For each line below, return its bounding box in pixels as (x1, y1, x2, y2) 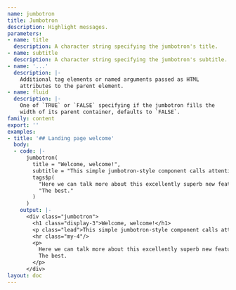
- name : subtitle (7, 50, 58, 57)
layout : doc (7, 272, 42, 279)
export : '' (7, 121, 39, 129)
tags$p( (32, 174, 55, 181)
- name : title (7, 37, 49, 44)
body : (13, 141, 30, 149)
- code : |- (13, 148, 46, 155)
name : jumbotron (7, 10, 55, 18)
